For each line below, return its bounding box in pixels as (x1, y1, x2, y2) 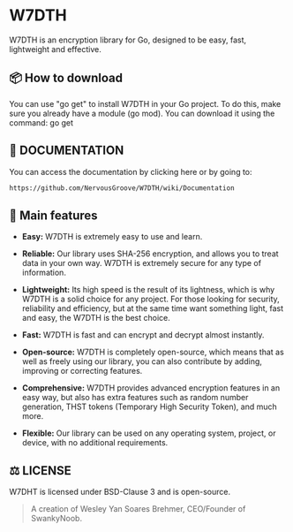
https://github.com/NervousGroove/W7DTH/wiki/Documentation (9, 183, 236, 193)
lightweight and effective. (9, 43, 101, 54)
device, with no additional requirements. (21, 437, 169, 448)
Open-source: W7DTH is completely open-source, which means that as (21, 346, 284, 358)
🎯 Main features (9, 208, 99, 223)
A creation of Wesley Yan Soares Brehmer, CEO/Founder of (30, 504, 246, 514)
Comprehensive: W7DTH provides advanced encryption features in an (21, 383, 281, 393)
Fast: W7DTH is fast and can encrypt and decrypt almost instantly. (21, 330, 265, 340)
